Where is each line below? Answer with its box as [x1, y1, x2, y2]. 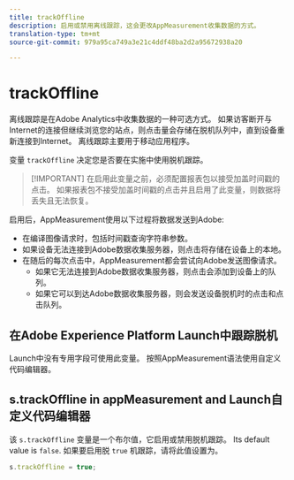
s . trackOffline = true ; [9, 462, 97, 471]
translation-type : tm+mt [9, 29, 101, 38]
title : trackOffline [9, 12, 86, 22]
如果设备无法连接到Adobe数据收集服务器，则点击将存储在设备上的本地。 [21, 244, 287, 255]
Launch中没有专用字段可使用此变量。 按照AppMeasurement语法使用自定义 [9, 353, 282, 363]
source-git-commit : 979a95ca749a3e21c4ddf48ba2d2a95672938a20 [9, 37, 243, 47]
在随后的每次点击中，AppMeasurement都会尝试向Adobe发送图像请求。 [21, 255, 282, 266]
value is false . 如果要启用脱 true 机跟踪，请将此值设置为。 [9, 445, 223, 455]
